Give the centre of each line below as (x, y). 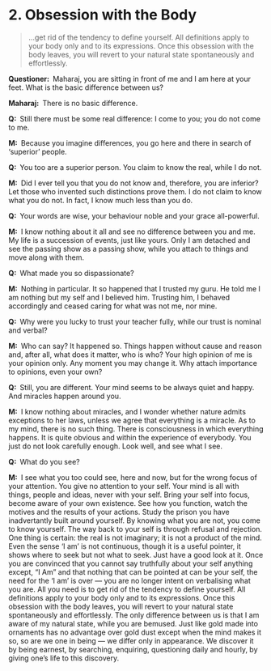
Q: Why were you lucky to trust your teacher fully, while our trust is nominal (135, 321)
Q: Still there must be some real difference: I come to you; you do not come (135, 118)
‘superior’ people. (38, 151)
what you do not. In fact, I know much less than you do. (101, 200)
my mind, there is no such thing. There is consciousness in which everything (136, 429)
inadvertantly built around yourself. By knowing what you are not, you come (134, 520)
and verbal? (28, 330)
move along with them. (47, 257)
